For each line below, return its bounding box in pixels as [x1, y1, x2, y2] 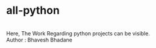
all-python [6, 4, 60, 17]
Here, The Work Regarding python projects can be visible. [6, 29, 151, 37]
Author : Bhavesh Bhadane [6, 36, 72, 43]
